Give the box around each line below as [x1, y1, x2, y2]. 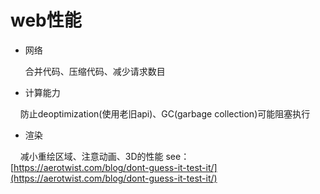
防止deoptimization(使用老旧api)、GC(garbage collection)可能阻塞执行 [19, 107, 311, 120]
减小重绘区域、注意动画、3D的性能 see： [19, 150, 190, 162]
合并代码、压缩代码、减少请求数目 [24, 65, 166, 77]
